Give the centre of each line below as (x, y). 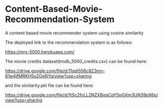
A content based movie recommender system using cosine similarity (74, 33)
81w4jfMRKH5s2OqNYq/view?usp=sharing (48, 76)
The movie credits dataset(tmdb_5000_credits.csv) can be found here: (76, 61)
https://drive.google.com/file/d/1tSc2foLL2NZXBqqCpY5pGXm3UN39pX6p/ (82, 95)
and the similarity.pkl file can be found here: (50, 85)
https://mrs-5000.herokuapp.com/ (40, 52)
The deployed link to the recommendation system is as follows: (69, 42)
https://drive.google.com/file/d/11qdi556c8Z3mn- (55, 71)
